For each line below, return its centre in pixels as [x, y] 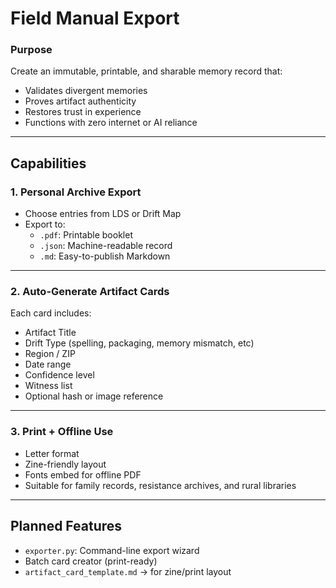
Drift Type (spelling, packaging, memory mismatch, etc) [139, 343]
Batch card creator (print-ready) [91, 561]
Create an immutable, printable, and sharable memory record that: [146, 71]
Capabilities [48, 163]
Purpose [31, 50]
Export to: [45, 224]
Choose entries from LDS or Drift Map [103, 214]
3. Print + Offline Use [62, 432]
